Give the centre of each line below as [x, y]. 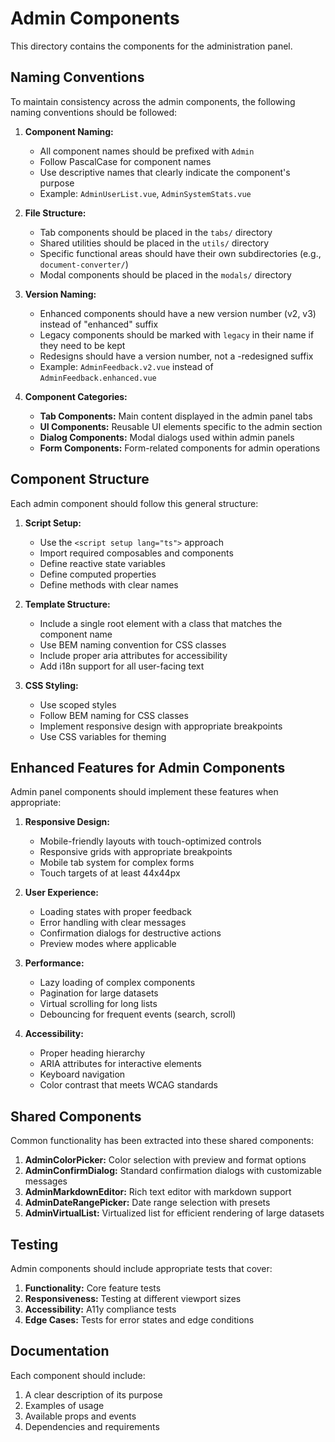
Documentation [60, 1351]
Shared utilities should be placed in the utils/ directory [154, 243]
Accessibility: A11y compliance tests [100, 1309]
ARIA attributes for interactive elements [120, 1064]
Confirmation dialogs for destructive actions [130, 933]
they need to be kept [82, 345]
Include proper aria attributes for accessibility [133, 655]
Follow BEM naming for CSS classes [114, 715]
